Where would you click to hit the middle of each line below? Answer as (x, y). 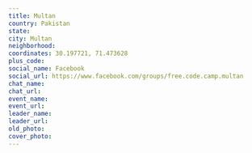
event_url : (27, 106)
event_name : (28, 99)
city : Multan (30, 38)
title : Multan (32, 16)
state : (19, 31)
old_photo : (27, 129)
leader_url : (28, 121)
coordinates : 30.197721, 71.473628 (68, 53)
